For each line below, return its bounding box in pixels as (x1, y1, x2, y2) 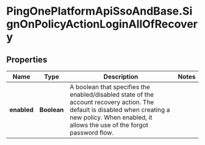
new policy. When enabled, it (70, 113, 153, 121)
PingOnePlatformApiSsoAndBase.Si (6, 4, 193, 18)
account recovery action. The (70, 98, 154, 106)
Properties (6, 54, 48, 65)
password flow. (70, 129, 114, 136)
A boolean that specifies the (70, 83, 151, 91)
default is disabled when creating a (70, 105, 170, 114)
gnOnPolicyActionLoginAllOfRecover (6, 17, 198, 31)
